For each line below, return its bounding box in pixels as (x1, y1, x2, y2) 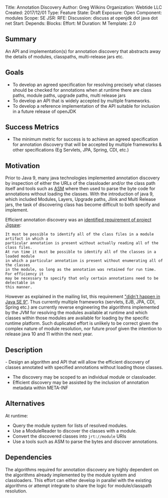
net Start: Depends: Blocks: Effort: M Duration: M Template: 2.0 (5, 20, 136, 26)
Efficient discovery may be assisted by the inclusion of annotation (12, 380, 149, 386)
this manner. (5, 284, 33, 290)
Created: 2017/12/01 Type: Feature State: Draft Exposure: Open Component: (5, 10, 162, 16)
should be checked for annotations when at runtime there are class (12, 87, 152, 93)
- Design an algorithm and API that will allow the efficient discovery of (5, 359, 150, 365)
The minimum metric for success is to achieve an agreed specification (12, 136, 158, 143)
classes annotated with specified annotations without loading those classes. (5, 365, 163, 371)
